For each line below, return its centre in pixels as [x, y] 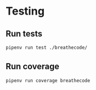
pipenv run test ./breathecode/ [46, 47]
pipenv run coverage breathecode [48, 80]
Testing [25, 11]
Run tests [24, 34]
